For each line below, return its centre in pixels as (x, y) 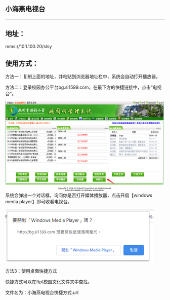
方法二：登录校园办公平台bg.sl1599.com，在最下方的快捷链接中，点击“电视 (83, 87)
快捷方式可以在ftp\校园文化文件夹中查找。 (49, 282)
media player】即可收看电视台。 (39, 201)
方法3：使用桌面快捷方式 (31, 271)
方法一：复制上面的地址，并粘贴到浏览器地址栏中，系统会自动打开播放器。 (83, 77)
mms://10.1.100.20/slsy (29, 46)
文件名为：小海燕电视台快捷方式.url (42, 292)
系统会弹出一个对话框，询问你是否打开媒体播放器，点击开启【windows (79, 195)
